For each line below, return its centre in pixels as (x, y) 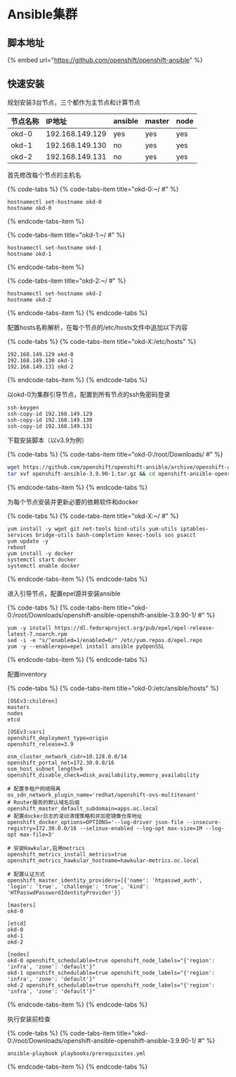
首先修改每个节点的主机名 (44, 175)
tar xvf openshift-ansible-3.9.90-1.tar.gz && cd (81, 474)
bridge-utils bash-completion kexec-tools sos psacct (116, 535)
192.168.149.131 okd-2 (40, 367)
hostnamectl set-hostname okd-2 (54, 293)
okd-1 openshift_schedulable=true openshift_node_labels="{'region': (111, 973)
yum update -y (28, 541)
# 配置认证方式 (26, 874)
